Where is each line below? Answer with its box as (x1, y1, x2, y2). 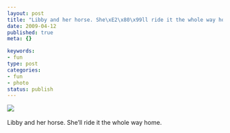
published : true (7, 29, 53, 36)
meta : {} (7, 35, 32, 42)
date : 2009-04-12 (7, 23, 57, 29)
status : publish (7, 86, 53, 93)
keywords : (7, 48, 36, 55)
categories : (7, 66, 41, 74)
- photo (7, 79, 29, 86)
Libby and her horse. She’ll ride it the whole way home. (7, 119, 162, 127)
